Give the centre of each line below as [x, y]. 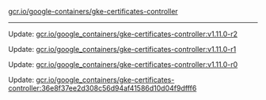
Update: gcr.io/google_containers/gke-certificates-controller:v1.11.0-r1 [122, 49]
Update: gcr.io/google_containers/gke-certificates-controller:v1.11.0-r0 [123, 65]
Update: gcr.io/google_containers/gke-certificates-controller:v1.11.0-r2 [123, 34]
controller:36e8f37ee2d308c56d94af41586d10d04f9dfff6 [103, 88]
